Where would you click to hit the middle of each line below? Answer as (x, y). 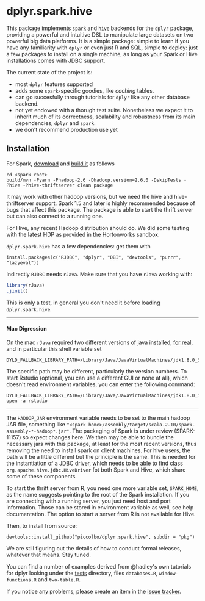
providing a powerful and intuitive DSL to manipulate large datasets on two (100, 34)
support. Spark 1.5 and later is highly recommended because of (115, 203)
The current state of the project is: (49, 72)
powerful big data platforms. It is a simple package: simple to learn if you (98, 41)
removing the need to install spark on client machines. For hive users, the (98, 450)
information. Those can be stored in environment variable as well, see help (100, 507)
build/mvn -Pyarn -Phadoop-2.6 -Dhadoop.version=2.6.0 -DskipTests (94, 180)
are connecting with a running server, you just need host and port (88, 501)
